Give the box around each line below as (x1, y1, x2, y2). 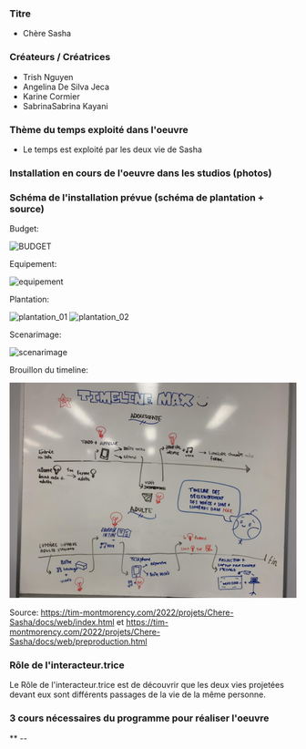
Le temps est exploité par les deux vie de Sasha (22, 144, 203, 155)
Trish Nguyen (22, 71, 74, 82)
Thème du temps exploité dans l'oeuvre (9, 123, 189, 136)
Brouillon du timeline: (9, 364, 89, 375)
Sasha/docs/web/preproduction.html (9, 636, 148, 647)
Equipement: (9, 259, 57, 270)
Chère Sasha (22, 28, 71, 39)
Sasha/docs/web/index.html (9, 617, 116, 628)
